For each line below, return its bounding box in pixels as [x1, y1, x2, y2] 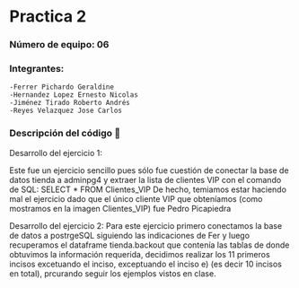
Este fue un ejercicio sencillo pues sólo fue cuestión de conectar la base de [9, 164, 289, 176]
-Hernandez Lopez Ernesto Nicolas [9, 91, 139, 100]
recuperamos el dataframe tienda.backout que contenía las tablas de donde [9, 240, 290, 250]
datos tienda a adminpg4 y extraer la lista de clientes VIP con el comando [9, 174, 282, 185]
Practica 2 [9, 6, 87, 27]
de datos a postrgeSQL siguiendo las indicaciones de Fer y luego [9, 230, 250, 240]
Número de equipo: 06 [9, 39, 110, 51]
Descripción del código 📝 [9, 127, 121, 140]
